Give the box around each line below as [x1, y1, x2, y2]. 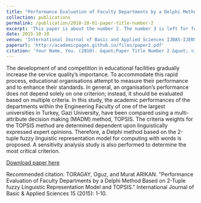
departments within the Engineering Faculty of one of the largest [6, 103, 166, 110]
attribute [6, 115, 28, 123]
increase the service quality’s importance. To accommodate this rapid [6, 70, 178, 78]
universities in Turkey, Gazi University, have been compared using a [6, 109, 173, 116]
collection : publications [6, 14, 71, 20]
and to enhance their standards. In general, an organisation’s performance [6, 83, 189, 91]
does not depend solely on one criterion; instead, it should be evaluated [6, 89, 184, 97]
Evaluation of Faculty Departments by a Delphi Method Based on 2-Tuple [6, 177, 186, 184]
